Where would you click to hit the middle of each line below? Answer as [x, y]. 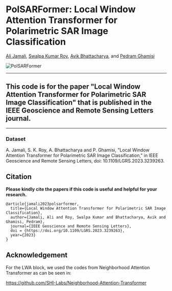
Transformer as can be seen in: [39, 273]
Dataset [16, 139]
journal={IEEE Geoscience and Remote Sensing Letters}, [71, 226]
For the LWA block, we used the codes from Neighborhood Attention [78, 267]
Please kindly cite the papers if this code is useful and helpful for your [81, 189]
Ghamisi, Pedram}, [25, 222]
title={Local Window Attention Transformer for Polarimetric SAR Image [88, 208]
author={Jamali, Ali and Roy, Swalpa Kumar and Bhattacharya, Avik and [88, 217]
